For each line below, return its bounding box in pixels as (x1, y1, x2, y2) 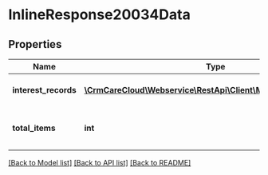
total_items (12, 122, 56, 133)
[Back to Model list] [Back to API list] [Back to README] (8, 158, 191, 167)
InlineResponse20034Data (8, 6, 191, 24)
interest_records (12, 85, 77, 95)
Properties (8, 38, 62, 51)
